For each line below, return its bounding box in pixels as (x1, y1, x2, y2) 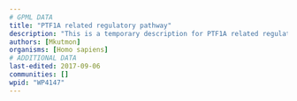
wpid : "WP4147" (9, 78, 65, 87)
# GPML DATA (9, 12, 53, 22)
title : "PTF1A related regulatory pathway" (9, 21, 172, 30)
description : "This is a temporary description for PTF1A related (9, 29, 259, 38)
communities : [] (9, 70, 69, 79)
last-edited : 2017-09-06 (9, 62, 101, 71)
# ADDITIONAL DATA (9, 54, 77, 62)
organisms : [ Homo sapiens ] (9, 46, 109, 54)
